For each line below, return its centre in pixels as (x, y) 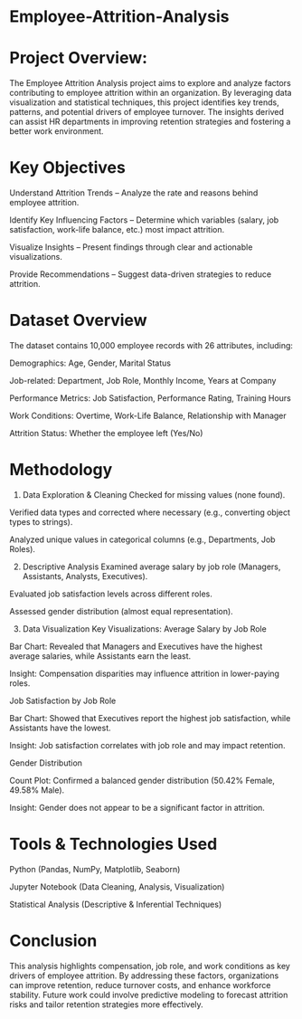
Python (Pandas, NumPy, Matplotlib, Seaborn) (95, 869)
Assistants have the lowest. (60, 728)
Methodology (61, 470)
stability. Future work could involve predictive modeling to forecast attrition (149, 995)
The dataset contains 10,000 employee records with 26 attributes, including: (151, 345)
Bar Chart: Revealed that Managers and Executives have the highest (136, 646)
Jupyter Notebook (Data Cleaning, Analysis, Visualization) (117, 886)
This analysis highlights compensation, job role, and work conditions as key (150, 966)
